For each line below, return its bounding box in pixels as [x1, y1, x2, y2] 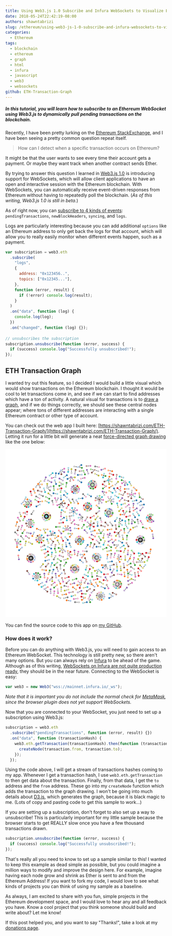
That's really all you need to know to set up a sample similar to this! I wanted [5, 856, 166, 862]
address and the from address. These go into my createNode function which [5, 783, 164, 789]
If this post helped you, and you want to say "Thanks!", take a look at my [5, 920, 158, 926]
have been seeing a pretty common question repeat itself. [5, 135, 127, 141]
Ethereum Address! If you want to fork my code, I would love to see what [5, 878, 159, 884]
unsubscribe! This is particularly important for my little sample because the [5, 815, 163, 821]
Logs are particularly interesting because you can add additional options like [5, 223, 167, 229]
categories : [5, 30, 31, 35]
